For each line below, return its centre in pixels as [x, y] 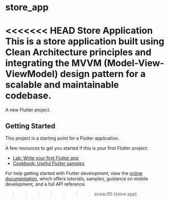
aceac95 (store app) [115, 194]
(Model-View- [134, 63]
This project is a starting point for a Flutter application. [62, 138]
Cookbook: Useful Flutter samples [49, 163]
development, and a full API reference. [46, 184]
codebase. [28, 96]
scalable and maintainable [62, 85]
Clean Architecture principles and [78, 52]
